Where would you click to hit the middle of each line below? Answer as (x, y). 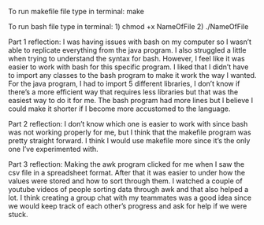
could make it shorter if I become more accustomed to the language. (119, 109)
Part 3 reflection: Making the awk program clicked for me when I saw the (126, 164)
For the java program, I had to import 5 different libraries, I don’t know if (124, 83)
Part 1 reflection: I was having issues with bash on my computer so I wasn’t (130, 42)
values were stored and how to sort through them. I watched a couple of (125, 181)
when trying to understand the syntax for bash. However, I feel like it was (127, 59)
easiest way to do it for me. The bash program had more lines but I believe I (131, 100)
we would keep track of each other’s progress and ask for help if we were (128, 206)
